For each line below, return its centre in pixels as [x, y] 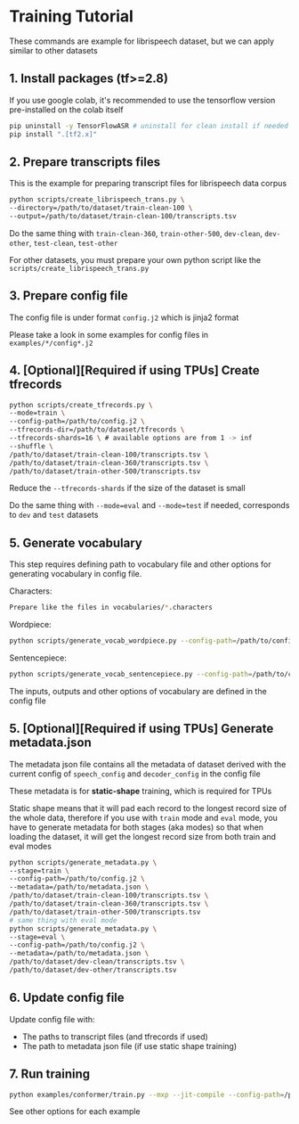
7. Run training [50, 1075]
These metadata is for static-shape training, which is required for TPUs [141, 791]
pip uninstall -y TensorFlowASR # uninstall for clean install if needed [149, 126]
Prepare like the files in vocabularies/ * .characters [111, 608]
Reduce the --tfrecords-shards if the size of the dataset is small [128, 488]
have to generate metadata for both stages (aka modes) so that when [137, 827]
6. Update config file [67, 998]
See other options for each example [75, 1112]
